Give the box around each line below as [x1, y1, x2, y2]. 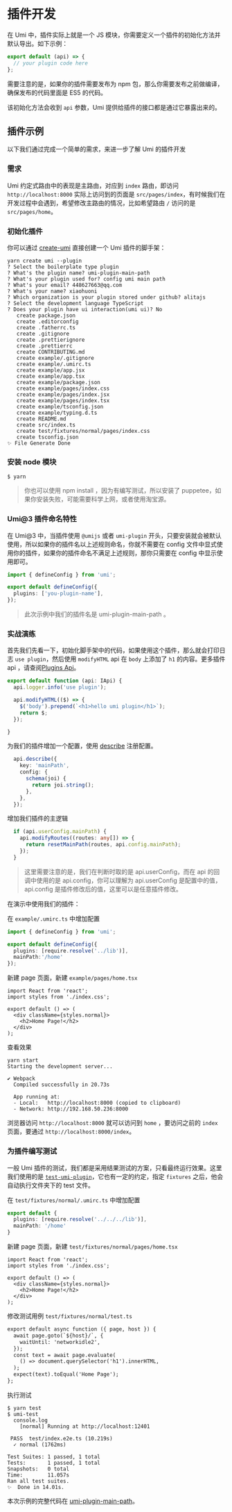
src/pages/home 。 [7, 207, 57, 215]
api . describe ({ [13, 755, 57, 763]
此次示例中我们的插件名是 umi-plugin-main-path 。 [24, 610, 170, 618]
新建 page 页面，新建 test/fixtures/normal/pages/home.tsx [7, 1242, 178, 1251]
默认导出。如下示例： [7, 39, 68, 47]
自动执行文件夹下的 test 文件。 [7, 1181, 95, 1189]
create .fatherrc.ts [16, 324, 76, 331]
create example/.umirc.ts [16, 361, 91, 368]
